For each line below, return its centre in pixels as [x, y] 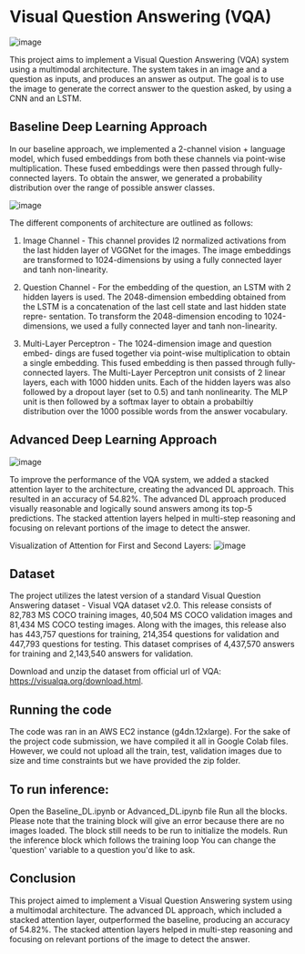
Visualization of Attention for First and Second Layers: [111, 545]
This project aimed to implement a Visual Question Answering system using [151, 900]
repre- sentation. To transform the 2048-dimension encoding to [142, 316]
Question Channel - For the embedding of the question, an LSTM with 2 [157, 287]
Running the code [61, 710]
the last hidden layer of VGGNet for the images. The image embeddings [157, 250]
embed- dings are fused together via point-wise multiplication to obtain [157, 353]
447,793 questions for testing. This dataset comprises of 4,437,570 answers [152, 644]
